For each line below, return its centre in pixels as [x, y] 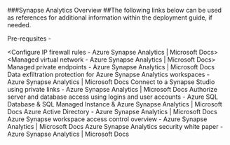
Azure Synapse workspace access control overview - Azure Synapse [107, 119]
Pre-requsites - [29, 39]
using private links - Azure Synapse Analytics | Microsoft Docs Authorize [112, 89]
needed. [19, 25]
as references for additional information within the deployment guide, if [110, 18]
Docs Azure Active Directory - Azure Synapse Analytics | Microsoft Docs [112, 112]
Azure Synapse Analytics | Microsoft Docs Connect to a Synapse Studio [111, 82]
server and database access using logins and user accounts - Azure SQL [113, 97]
